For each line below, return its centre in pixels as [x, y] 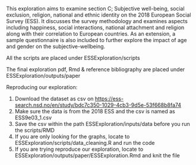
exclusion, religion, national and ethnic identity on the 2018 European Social [99, 15]
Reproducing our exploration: [42, 87]
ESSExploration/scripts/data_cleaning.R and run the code [85, 143]
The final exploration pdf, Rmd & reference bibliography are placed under [96, 69]
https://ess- [109, 99]
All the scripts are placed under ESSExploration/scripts [73, 58]
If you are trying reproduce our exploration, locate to [79, 149]
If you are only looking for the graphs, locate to [72, 137]
